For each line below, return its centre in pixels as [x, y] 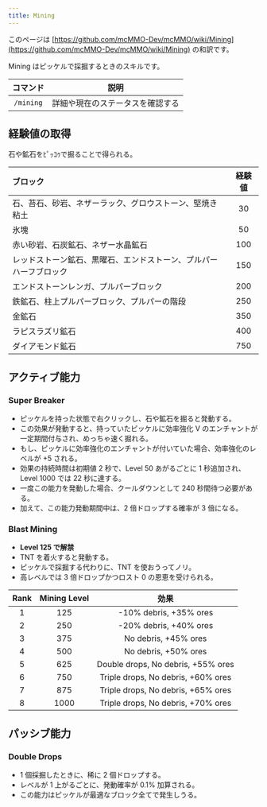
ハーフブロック [40, 272]
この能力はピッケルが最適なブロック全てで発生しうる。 [110, 795]
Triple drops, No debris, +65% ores [165, 690]
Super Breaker [37, 400]
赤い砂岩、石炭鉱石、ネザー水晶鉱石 [80, 245]
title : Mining [32, 16]
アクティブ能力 [44, 377]
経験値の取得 [40, 134]
